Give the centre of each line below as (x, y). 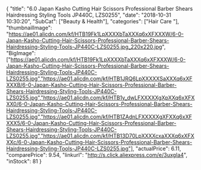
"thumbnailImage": (29, 28)
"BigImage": (21, 53)
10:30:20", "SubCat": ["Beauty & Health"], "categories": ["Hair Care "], (93, 21)
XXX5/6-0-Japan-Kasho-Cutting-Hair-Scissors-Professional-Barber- (91, 123)
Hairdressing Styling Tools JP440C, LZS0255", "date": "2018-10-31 (89, 15)
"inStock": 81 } (24, 161)
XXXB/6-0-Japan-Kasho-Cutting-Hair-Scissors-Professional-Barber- (92, 85)
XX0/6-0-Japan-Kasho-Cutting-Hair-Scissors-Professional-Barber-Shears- (99, 104)
